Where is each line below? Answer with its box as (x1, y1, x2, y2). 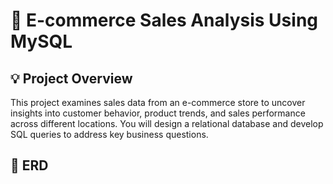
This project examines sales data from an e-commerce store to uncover (10, 97, 306, 108)
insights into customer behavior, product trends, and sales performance (10, 107, 306, 119)
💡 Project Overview (10, 70, 133, 87)
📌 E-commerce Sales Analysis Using (10, 9, 319, 32)
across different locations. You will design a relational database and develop (10, 118, 324, 129)
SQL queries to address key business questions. (10, 129, 209, 140)
